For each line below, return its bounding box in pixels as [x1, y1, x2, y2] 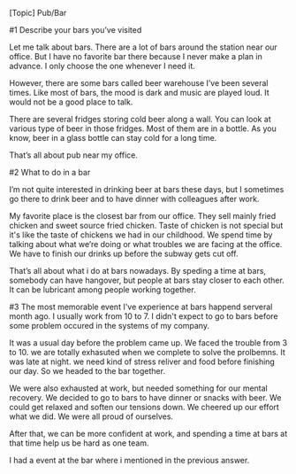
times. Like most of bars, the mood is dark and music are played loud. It [9, 88, 269, 97]
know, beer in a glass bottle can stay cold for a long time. [9, 133, 217, 143]
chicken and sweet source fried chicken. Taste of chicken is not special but [9, 221, 284, 230]
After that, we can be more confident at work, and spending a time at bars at [9, 429, 288, 439]
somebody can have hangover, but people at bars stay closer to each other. [9, 275, 285, 285]
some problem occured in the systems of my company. [9, 321, 210, 330]
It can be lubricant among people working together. [9, 284, 196, 295]
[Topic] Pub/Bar [9, 8, 67, 18]
